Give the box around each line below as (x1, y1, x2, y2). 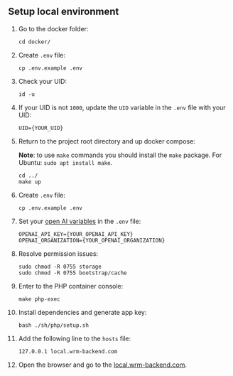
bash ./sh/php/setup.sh (18, 321, 90, 329)
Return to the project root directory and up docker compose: (18, 136, 196, 145)
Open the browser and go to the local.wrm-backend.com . (18, 360, 188, 369)
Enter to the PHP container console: (18, 281, 124, 290)
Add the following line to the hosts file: (18, 334, 131, 343)
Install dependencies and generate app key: (18, 308, 147, 316)
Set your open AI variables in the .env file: (18, 217, 141, 225)
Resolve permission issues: (18, 249, 99, 258)
